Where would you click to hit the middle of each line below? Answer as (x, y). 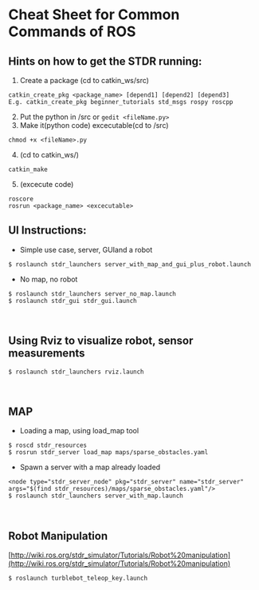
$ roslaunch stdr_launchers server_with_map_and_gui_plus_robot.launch (129, 264)
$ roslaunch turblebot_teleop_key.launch (78, 578)
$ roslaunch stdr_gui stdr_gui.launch (73, 301)
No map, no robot (49, 279)
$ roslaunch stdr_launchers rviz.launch (77, 372)
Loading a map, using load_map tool (79, 431)
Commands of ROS (72, 32)
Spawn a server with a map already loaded (90, 467)
